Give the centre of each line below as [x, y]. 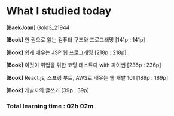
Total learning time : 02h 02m [50, 106]
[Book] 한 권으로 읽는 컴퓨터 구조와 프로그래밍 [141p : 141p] [76, 39]
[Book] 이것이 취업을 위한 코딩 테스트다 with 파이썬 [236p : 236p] [84, 65]
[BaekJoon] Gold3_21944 [38, 27]
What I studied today [59, 11]
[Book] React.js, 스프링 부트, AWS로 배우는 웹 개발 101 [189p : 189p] [87, 77]
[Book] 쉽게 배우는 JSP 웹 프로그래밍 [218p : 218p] [66, 52]
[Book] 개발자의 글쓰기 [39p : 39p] [48, 90]
